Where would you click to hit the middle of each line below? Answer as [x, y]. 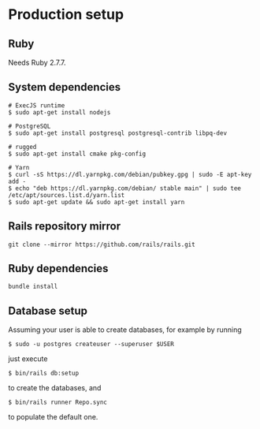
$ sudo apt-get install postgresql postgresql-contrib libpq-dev [117, 133]
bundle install [33, 287]
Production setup [66, 15]
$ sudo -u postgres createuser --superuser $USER [91, 345]
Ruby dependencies [58, 269]
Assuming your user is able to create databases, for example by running [125, 330]
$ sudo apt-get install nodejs [59, 112]
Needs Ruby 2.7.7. [37, 62]
